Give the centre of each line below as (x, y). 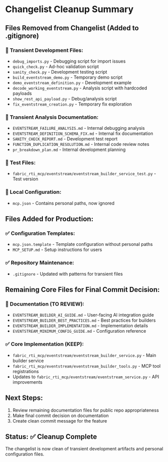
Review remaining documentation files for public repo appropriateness (86, 410)
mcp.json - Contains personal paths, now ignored (64, 203)
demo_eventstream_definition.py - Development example (72, 82)
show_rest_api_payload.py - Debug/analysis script (65, 98)
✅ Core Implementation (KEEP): (45, 344)
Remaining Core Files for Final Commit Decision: (82, 290)
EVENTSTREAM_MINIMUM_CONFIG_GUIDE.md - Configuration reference (79, 331)
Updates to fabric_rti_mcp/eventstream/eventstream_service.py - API (86, 377)
